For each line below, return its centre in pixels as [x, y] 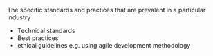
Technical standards [46, 31]
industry [19, 17]
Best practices [38, 38]
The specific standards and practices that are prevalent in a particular [106, 10]
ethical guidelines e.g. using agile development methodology [104, 45]
